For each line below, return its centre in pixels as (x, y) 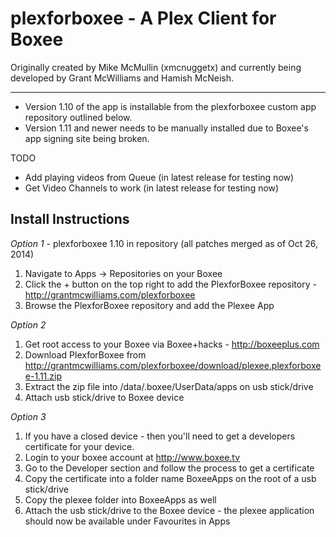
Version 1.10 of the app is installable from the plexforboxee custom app (170, 106)
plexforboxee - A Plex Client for (143, 18)
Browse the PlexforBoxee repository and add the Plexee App (149, 305)
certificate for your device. (79, 446)
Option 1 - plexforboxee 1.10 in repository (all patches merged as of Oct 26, (164, 243)
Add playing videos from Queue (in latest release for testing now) (159, 177)
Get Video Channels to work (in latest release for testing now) (152, 188)
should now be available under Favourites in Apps (127, 521)
